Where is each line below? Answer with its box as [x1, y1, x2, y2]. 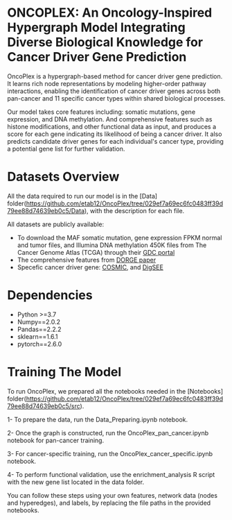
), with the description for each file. [84, 206, 185, 215]
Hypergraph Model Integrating [7, 19, 186, 35]
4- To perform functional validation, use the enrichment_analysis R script [7, 470, 215, 478]
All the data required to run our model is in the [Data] [7, 192, 158, 200]
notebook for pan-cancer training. [7, 436, 105, 444]
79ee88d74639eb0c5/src [7, 401, 81, 410]
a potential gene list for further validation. [7, 144, 125, 153]
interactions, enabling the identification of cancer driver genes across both [7, 87, 221, 95]
